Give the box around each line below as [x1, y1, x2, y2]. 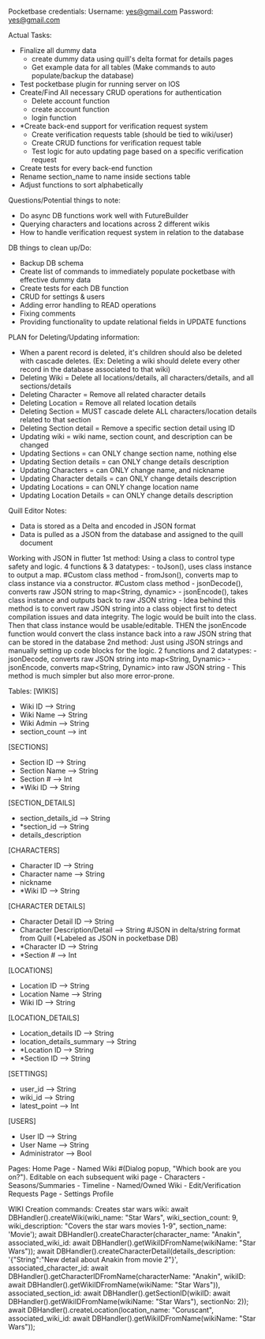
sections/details [19, 381, 72, 391]
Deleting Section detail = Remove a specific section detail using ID [19, 423, 235, 433]
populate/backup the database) [31, 71, 134, 80]
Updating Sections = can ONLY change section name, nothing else [19, 448, 237, 458]
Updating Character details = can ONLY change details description [19, 474, 237, 483]
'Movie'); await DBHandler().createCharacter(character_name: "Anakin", [8, 1230, 242, 1239]
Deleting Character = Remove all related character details [19, 390, 207, 399]
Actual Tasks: [8, 31, 53, 40]
